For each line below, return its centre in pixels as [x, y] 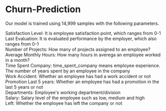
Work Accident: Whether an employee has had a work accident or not [78, 76]
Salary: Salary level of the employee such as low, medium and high [75, 98]
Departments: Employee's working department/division [63, 92]
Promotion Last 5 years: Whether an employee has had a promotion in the [82, 82]
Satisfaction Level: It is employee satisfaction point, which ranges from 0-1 [83, 33]
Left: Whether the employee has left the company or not [64, 103]
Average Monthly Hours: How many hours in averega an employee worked [83, 55]
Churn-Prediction [43, 9]
